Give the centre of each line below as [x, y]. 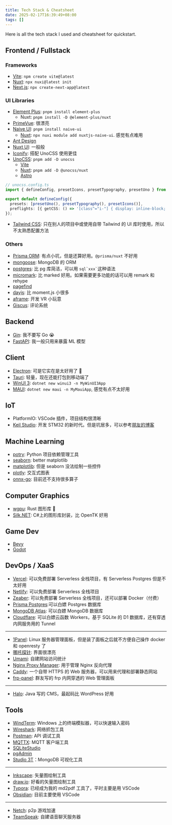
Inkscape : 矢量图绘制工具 [39, 775]
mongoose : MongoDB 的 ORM [45, 262]
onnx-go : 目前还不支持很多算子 [45, 479]
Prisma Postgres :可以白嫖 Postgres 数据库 [57, 604]
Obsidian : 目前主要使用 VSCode [46, 795]
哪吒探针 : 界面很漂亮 [34, 652]
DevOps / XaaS [30, 566]
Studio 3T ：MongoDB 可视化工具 [48, 760]
